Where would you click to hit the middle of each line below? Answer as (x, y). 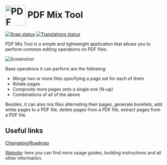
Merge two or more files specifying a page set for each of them (78, 78)
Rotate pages (26, 84)
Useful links (24, 131)
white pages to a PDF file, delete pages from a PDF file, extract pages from (83, 109)
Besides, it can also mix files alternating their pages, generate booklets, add (84, 104)
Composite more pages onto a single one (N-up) (63, 89)
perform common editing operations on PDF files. (57, 49)
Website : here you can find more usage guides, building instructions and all (83, 152)
